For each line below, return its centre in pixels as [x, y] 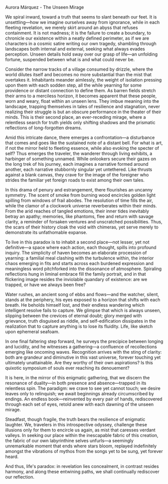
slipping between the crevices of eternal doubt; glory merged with [73, 316]
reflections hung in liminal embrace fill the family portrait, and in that [76, 274]
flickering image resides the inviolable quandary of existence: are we [76, 279]
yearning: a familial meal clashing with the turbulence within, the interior [79, 258]
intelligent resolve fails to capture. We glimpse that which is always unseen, [83, 310]
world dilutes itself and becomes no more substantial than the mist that [78, 74]
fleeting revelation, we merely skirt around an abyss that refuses [71, 28]
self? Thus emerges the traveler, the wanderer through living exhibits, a [79, 153]
